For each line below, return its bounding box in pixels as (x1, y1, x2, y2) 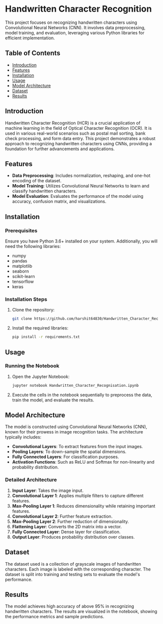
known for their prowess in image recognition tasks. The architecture (5, 429, 144, 435)
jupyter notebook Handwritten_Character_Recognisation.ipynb (12, 383, 139, 388)
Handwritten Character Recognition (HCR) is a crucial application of (5, 120, 141, 126)
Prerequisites (5, 227, 37, 234)
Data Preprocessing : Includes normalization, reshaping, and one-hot (12, 173, 151, 178)
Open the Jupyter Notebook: (12, 373, 70, 380)
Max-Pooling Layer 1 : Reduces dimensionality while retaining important (12, 503, 156, 509)
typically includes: (5, 434, 41, 440)
